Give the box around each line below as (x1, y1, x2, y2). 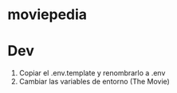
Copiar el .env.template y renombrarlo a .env (18, 68, 166, 78)
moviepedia (7, 6, 88, 24)
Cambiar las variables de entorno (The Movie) (18, 77, 171, 87)
